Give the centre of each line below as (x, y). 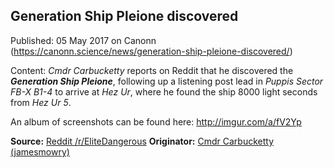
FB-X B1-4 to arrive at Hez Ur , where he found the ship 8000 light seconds (164, 91)
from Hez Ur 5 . (41, 102)
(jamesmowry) (40, 151)
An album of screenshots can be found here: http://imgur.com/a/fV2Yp (156, 121)
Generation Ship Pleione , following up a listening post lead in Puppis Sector (167, 81)
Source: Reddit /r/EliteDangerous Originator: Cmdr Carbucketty (142, 141)
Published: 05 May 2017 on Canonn (83, 40)
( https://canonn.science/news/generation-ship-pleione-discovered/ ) (151, 51)
